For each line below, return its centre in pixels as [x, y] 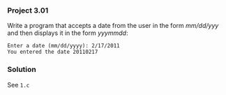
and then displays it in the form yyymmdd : [68, 33]
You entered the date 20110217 [53, 52]
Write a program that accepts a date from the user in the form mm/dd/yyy [113, 26]
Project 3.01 [28, 10]
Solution [22, 70]
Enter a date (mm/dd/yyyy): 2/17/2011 [63, 46]
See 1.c [18, 85]
